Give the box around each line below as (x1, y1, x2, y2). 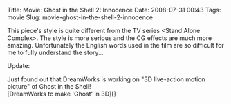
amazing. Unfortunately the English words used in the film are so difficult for (7, 41, 225, 49)
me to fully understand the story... (7, 48, 104, 56)
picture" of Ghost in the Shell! (7, 83, 91, 90)
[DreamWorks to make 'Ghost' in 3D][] (7, 90, 116, 98)
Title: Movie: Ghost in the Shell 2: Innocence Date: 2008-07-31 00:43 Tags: (7, 6, 221, 14)
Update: (7, 62, 30, 70)
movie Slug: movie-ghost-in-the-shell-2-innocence (7, 13, 154, 21)
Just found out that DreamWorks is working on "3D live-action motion (7, 75, 205, 83)
